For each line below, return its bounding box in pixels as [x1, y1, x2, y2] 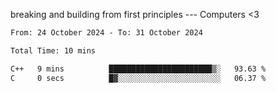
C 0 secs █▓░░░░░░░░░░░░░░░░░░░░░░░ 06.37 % [10, 73, 267, 83]
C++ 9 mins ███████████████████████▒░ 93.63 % [10, 64, 267, 74]
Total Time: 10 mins [10, 45, 97, 56]
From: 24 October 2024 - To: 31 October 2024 [10, 28, 203, 38]
